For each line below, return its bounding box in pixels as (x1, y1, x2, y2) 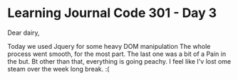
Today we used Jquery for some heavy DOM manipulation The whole (7, 42, 211, 50)
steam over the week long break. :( (7, 64, 110, 73)
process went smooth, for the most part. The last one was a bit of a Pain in (7, 50, 227, 58)
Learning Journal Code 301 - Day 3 (7, 5, 217, 21)
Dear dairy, (7, 28, 41, 37)
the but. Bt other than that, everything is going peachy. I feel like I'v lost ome (7, 57, 232, 65)
